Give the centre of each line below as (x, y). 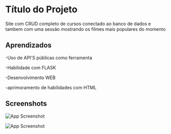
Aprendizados (28, 45)
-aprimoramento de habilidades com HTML (51, 87)
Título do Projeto (42, 9)
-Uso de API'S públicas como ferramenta (49, 58)
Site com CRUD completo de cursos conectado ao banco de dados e (78, 24)
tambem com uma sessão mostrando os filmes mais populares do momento (85, 29)
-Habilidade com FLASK (31, 67)
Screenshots (26, 104)
